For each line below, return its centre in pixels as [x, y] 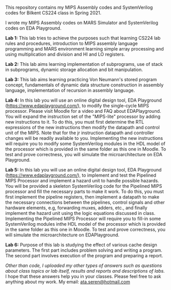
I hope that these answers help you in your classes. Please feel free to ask [83, 276]
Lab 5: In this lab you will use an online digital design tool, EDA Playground [83, 170]
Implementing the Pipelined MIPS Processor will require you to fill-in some [83, 219]
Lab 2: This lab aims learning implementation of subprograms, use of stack [84, 64]
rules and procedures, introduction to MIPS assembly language [71, 43]
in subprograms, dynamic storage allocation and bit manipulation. [74, 69]
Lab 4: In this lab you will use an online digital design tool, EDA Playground [84, 100]
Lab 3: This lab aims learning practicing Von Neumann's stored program [81, 79]
